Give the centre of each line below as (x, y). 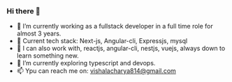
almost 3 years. (39, 33)
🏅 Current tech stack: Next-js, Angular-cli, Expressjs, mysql (102, 41)
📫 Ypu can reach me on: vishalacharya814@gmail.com (96, 71)
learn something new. (48, 56)
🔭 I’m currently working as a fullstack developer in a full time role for (115, 26)
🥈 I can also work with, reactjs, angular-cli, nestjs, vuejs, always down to (121, 49)
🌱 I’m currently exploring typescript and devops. (86, 63)
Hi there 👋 (24, 11)
